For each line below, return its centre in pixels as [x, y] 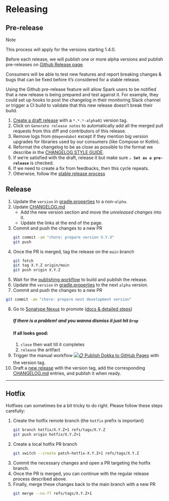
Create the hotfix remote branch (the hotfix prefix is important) [78, 421]
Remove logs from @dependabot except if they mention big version [80, 136]
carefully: [16, 411]
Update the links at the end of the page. [61, 223]
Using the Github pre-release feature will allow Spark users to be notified [81, 89]
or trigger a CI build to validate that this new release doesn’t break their [79, 105]
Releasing [27, 9]
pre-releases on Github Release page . [45, 64]
